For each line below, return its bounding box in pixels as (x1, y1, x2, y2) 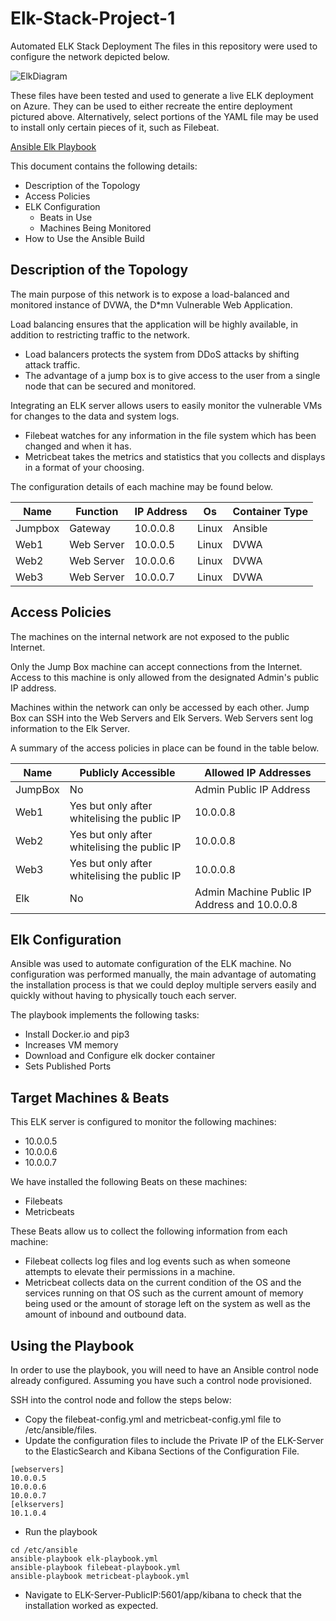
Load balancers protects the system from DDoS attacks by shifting (24, 348, 300, 360)
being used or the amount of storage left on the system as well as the (24, 1298, 312, 1310)
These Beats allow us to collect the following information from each (10, 1225, 288, 1237)
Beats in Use (39, 211, 93, 223)
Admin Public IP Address (194, 782, 311, 796)
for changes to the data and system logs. (10, 410, 180, 422)
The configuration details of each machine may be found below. (10, 480, 273, 492)
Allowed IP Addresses (204, 765, 312, 779)
